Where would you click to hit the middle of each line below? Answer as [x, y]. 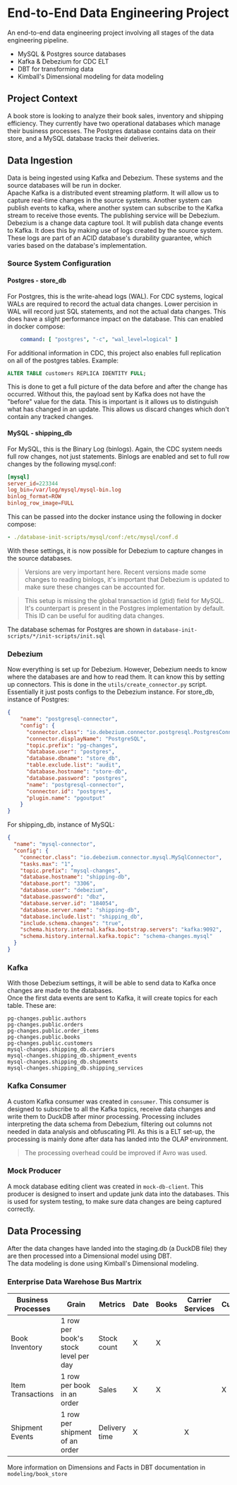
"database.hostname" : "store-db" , [77, 772]
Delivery [112, 1428]
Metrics [112, 1304]
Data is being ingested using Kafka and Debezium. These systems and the [115, 178]
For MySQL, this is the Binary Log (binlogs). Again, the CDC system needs [115, 449]
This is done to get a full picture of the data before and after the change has [117, 386]
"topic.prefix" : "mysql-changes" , [71, 871]
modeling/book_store [38, 1474]
